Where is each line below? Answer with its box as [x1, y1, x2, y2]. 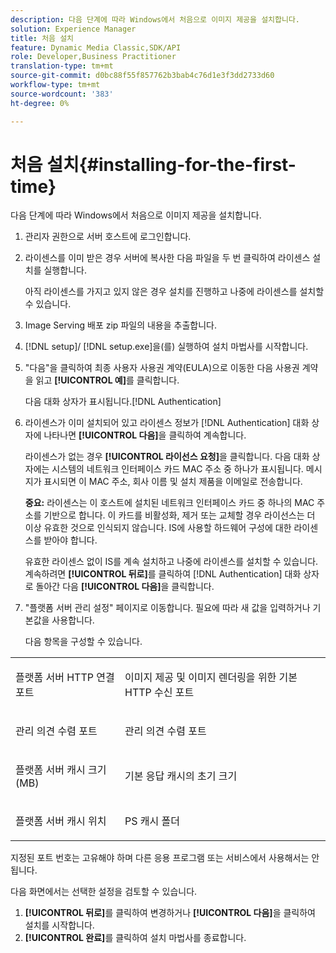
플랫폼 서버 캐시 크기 [15, 763, 107, 777]
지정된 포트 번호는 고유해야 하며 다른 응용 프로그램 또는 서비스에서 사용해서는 [10, 852, 310, 864]
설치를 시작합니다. [24, 919, 95, 931]
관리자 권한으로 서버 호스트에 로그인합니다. [24, 231, 192, 243]
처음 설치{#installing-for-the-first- [10, 153, 297, 176]
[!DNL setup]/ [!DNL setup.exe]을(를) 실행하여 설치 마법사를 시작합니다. [24, 341, 309, 353]
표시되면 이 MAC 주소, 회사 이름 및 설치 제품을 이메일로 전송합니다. [43, 476, 303, 488]
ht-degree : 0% [10, 98, 70, 108]
